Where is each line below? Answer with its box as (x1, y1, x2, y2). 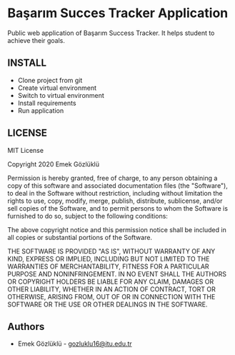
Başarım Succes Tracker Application (7, 5, 229, 21)
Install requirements (17, 99, 76, 107)
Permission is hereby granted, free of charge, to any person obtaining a (7, 174, 218, 182)
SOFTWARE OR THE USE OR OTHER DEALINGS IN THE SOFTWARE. (7, 300, 208, 309)
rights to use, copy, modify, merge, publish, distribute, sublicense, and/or (7, 196, 223, 205)
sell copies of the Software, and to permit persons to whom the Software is (7, 204, 229, 212)
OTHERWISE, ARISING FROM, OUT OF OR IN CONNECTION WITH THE (7, 292, 216, 301)
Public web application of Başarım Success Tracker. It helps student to (7, 29, 215, 37)
